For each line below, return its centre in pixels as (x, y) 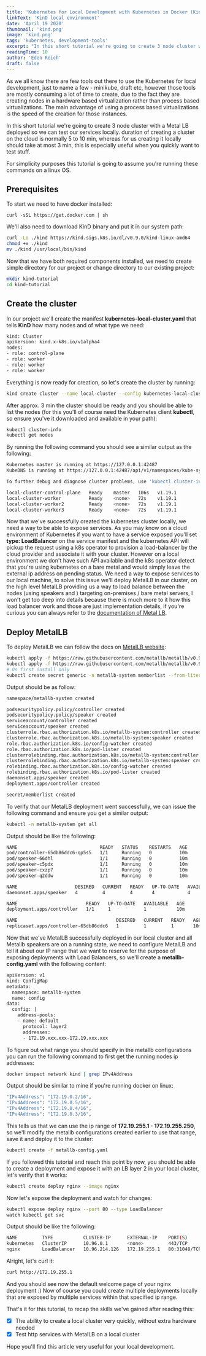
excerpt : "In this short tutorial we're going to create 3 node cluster (101, 47)
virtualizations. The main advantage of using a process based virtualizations (103, 107)
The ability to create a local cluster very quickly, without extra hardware (105, 1320)
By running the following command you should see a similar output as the (99, 447)
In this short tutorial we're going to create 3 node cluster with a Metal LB (97, 125)
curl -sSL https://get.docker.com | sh (57, 216)
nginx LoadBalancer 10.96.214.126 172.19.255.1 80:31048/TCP (104, 1249)
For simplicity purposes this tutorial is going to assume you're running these (102, 163)
